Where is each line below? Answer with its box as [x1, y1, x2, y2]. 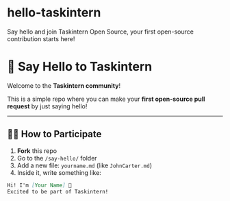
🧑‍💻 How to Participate [7, 128, 102, 140]
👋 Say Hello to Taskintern [7, 59, 153, 75]
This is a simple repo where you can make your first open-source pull [7, 95, 205, 103]
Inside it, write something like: [16, 168, 101, 176]
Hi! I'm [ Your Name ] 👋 [7, 182, 72, 189]
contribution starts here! [7, 34, 75, 43]
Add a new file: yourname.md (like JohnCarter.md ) [16, 161, 153, 169]
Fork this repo [16, 146, 57, 155]
